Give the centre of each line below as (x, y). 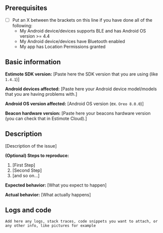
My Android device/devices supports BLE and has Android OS (83, 31)
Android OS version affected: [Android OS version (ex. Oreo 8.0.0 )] (75, 104)
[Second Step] (27, 170)
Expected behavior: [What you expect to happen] (56, 185)
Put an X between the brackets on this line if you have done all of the (82, 20)
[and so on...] (26, 175)
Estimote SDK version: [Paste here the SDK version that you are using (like (81, 74)
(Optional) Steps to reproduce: (37, 155)
